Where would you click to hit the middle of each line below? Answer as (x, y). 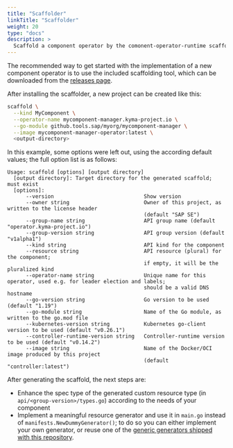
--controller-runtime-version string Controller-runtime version (125, 337)
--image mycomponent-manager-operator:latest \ (84, 133)
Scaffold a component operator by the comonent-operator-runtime (110, 46)
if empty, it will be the (181, 264)
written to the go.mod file (48, 318)
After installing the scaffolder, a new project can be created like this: (104, 94)
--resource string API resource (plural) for (123, 251)
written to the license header (52, 209)
